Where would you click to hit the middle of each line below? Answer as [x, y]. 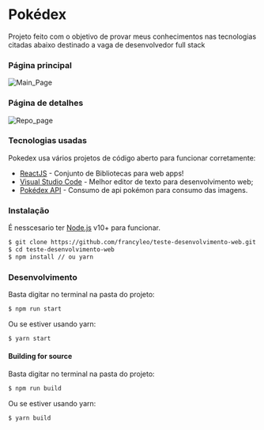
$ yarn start [30, 338]
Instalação [29, 210]
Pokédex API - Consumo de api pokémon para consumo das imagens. [134, 190]
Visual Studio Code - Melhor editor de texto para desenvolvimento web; [136, 181]
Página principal [40, 65]
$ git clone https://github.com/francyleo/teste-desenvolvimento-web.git [132, 243]
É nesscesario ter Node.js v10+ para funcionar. [84, 228]
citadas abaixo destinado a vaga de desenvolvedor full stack [107, 44]
